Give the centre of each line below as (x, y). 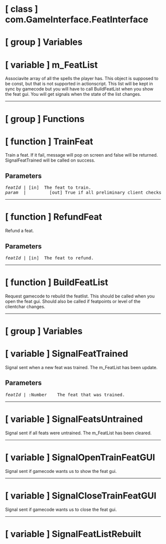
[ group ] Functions (45, 119)
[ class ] (22, 9)
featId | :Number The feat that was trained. (65, 395)
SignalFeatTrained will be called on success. (50, 160)
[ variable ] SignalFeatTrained (67, 354)
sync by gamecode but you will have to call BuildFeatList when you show (79, 89)
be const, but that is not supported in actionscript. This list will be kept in (79, 84)
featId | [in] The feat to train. (48, 188)
